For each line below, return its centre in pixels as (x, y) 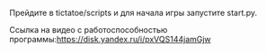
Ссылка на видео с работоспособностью (89, 30)
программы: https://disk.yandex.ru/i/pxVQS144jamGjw (110, 39)
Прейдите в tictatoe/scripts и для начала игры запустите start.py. (133, 13)
